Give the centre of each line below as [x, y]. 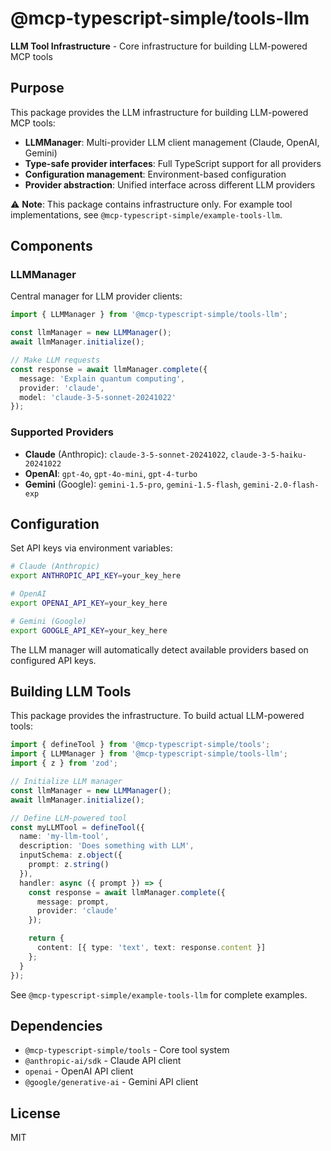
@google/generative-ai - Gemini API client [111, 1082]
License [35, 1113]
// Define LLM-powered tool [69, 818]
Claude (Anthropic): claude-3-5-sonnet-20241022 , [126, 454]
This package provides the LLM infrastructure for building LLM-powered [159, 112]
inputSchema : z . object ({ [71, 855]
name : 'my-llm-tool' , [64, 837]
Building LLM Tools [71, 692]
